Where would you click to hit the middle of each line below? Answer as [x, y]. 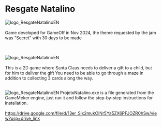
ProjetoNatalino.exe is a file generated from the [107, 93]
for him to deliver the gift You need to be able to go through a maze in [74, 73]
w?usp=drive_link [22, 118]
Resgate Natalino [40, 9]
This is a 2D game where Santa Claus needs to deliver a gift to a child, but [79, 68]
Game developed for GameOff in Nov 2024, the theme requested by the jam [81, 32]
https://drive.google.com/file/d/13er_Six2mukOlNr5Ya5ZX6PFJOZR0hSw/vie [81, 113]
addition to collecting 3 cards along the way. [49, 78]
